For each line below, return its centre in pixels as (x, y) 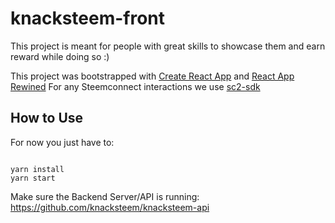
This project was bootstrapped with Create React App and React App (152, 76)
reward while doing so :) (60, 56)
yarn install (37, 169)
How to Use (47, 118)
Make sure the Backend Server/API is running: (105, 196)
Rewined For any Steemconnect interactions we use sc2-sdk (135, 86)
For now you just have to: (62, 142)
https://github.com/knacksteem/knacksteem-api (110, 207)
